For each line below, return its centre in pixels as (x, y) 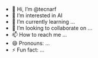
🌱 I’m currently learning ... (43, 22)
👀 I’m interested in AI (37, 15)
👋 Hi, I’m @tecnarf (34, 9)
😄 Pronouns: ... (31, 43)
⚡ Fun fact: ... (28, 50)
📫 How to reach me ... (39, 35)
